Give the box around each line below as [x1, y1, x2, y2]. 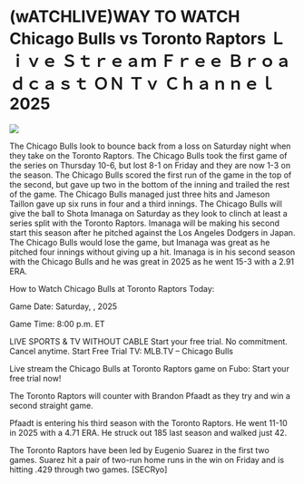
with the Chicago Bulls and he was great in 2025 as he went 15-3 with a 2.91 [9, 256, 295, 266]
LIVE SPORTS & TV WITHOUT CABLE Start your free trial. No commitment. [9, 335, 289, 346]
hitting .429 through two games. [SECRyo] [9, 464, 168, 475]
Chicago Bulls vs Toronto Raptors [9, 29, 266, 49]
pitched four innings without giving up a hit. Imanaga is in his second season [9, 247, 296, 257]
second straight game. [9, 400, 93, 411]
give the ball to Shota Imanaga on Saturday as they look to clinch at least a [9, 208, 288, 218]
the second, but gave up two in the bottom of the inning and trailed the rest [9, 179, 290, 189]
